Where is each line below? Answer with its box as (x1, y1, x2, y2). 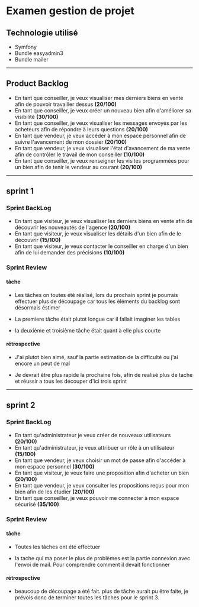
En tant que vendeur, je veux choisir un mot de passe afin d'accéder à (14, 457, 186, 464)
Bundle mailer (14, 56, 49, 63)
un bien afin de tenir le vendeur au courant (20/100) (14, 163, 142, 170)
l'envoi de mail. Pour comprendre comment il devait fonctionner (14, 561, 170, 568)
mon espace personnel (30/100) (14, 463, 95, 470)
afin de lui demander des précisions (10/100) (14, 248, 125, 256)
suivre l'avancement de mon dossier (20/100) (14, 138, 127, 146)
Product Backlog (6, 79, 69, 89)
